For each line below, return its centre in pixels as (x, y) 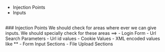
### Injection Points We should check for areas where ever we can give (81, 28)
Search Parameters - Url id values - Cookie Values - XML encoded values (83, 38)
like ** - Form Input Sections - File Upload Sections (59, 44)
